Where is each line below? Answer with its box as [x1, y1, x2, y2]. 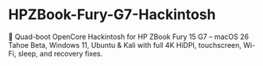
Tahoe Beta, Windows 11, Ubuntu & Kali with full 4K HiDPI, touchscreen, [8, 40, 242, 49]
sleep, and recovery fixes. [17, 49, 103, 58]
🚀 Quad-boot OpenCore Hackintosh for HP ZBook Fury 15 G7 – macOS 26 [8, 32, 249, 41]
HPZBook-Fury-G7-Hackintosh [8, 6, 216, 24]
